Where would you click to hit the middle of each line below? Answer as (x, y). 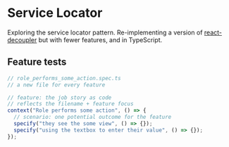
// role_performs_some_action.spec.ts (64, 78)
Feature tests (37, 62)
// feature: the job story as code (60, 97)
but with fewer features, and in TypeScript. (100, 39)
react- (213, 32)
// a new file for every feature (56, 85)
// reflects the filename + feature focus (70, 104)
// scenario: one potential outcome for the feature (93, 117)
